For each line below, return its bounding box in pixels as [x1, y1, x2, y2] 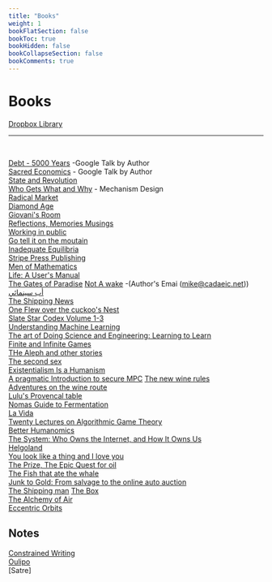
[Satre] [8, 565, 32, 575]
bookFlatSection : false [8, 27, 89, 35]
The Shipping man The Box [8, 485, 100, 495]
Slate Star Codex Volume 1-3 [8, 313, 104, 323]
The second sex [8, 356, 62, 366]
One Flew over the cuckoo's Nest [8, 304, 120, 314]
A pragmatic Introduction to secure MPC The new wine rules [8, 373, 210, 383]
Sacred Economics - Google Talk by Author [8, 166, 153, 176]
